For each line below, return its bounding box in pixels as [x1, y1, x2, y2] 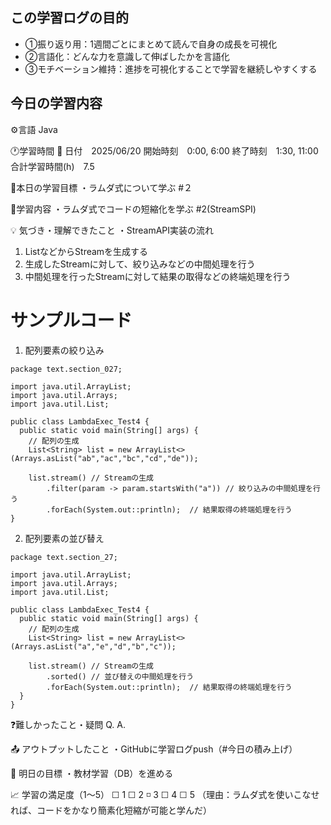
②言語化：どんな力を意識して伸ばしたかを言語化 [24, 50, 230, 62]
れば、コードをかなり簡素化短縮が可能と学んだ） [10, 804, 212, 816]
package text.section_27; [10, 552, 118, 562]
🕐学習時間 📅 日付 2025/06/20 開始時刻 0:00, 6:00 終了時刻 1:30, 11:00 [10, 144, 319, 157]
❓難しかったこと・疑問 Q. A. [10, 718, 126, 730]
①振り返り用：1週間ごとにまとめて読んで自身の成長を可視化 [24, 38, 278, 50]
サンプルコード [10, 309, 133, 332]
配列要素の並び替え [24, 532, 105, 544]
